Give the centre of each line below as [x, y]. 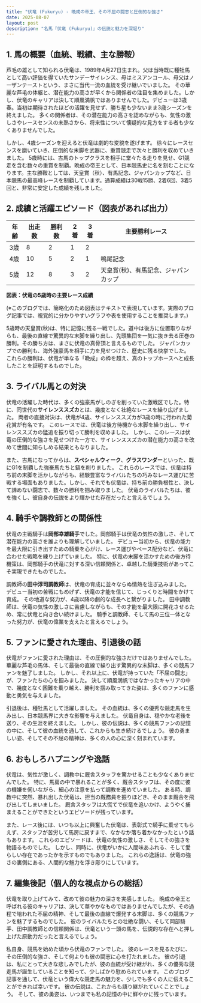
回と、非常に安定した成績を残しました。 [56, 188]
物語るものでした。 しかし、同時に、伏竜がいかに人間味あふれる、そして [96, 847]
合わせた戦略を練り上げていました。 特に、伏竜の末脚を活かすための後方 [96, 556]
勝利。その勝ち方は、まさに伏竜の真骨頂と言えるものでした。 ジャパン [93, 343]
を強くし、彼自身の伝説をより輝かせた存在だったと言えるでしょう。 [90, 497]
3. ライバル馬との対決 [46, 386]
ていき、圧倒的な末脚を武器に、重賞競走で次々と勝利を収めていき [113, 150]
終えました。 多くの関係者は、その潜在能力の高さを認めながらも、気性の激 [99, 115]
